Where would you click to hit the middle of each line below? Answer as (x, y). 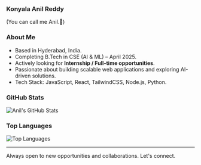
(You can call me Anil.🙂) (36, 22)
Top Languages (29, 126)
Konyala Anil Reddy (35, 9)
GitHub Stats (25, 97)
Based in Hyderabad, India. (48, 50)
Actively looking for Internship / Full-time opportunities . (85, 63)
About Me (21, 38)
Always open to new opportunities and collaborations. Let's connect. (91, 156)
